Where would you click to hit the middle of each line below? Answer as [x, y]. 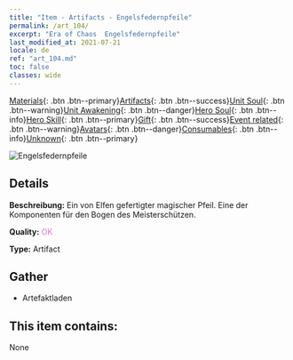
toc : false [29, 68]
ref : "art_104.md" [43, 59]
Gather [29, 276]
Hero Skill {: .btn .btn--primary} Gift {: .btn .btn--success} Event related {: [155, 119]
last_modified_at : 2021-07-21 [65, 42]
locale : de [29, 51]
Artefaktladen [47, 298]
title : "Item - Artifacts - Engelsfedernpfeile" [101, 17]
